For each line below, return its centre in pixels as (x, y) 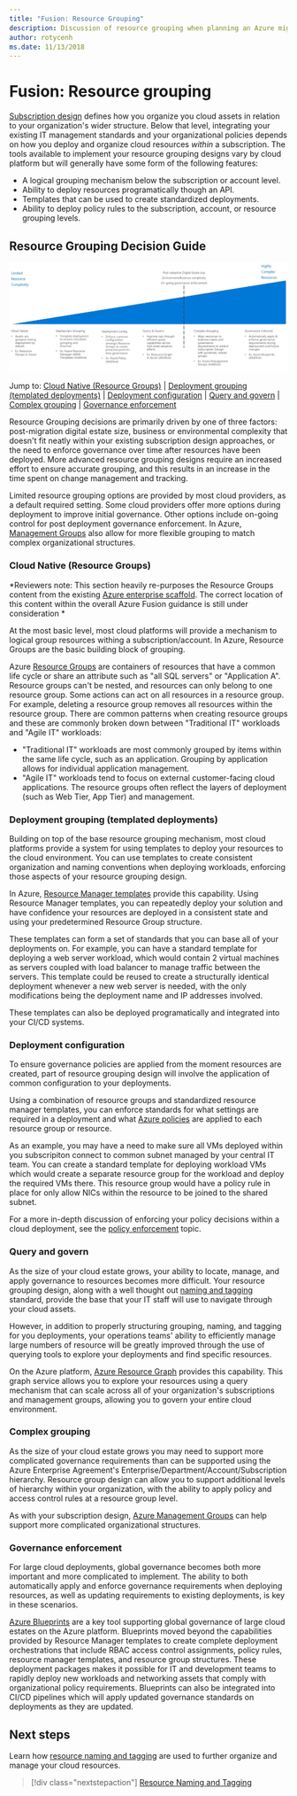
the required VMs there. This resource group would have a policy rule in (140, 1184)
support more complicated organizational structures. (105, 1525)
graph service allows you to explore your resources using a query (129, 1380)
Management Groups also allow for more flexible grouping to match (132, 533)
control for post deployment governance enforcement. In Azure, (126, 524)
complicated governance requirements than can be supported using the (140, 1460)
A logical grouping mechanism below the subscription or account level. (151, 181)
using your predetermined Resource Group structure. (106, 921)
